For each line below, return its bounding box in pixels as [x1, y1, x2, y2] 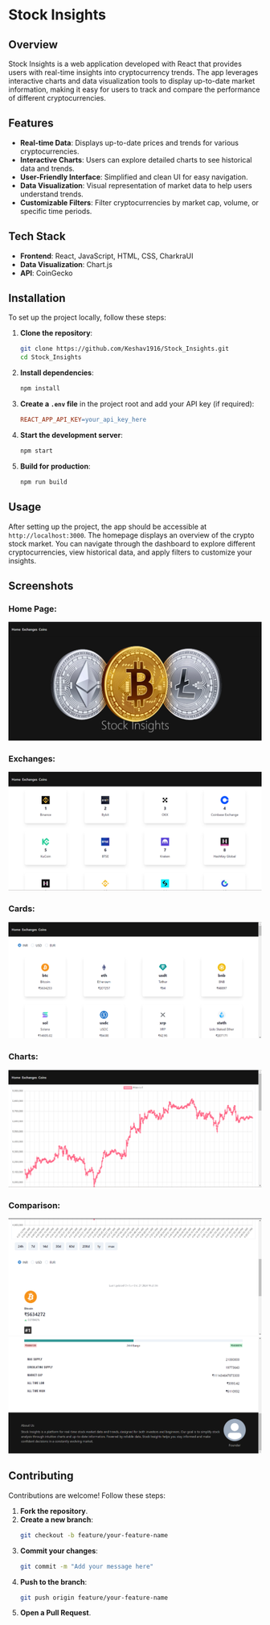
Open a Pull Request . [19, 1608, 92, 1618]
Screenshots [8, 579, 74, 592]
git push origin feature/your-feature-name [19, 1594, 169, 1602]
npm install [19, 385, 60, 393]
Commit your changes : [19, 1545, 98, 1555]
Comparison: [8, 1199, 61, 1211]
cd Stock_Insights [19, 353, 82, 361]
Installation [8, 291, 66, 305]
